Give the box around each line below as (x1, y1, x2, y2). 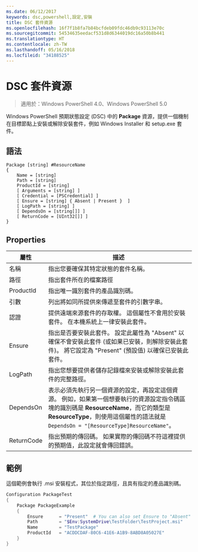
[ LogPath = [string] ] (16, 204, 75, 210)
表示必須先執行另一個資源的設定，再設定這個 (48, 386, 173, 394)
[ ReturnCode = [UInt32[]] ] (16, 214, 88, 220)
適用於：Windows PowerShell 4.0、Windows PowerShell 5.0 (20, 100, 167, 107)
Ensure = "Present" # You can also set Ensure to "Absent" (27, 513, 192, 520)
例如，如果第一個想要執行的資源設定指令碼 (61, 395, 180, 403)
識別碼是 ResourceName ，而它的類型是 (60, 404, 171, 412)
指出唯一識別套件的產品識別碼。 (48, 287, 137, 295)
